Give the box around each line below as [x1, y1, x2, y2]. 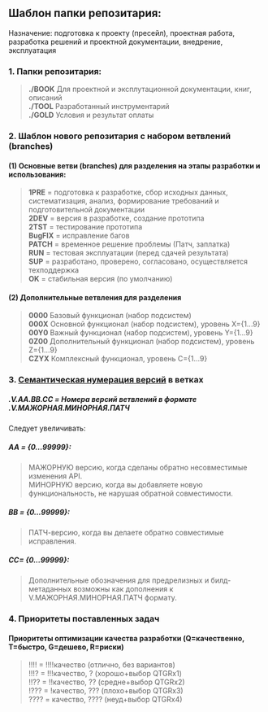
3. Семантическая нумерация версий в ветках [8, 374, 204, 386]
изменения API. [28, 471, 83, 481]
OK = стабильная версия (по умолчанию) [28, 274, 173, 284]
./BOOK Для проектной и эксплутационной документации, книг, [28, 85, 252, 94]
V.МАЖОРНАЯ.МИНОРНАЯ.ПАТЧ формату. [28, 593, 177, 603]
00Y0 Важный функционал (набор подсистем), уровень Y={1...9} [28, 328, 253, 338]
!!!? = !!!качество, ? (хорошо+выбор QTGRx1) [28, 669, 183, 679]
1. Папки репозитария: [8, 65, 102, 76]
